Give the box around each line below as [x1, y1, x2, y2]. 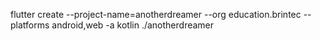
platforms [10, 19, 50, 31]
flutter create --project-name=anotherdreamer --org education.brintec [10, 9, 302, 20]
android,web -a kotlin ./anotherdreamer [51, 19, 215, 31]
